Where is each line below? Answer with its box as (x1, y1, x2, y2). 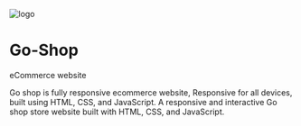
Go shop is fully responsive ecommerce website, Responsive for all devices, (9, 86, 293, 98)
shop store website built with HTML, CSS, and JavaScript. (9, 106, 225, 117)
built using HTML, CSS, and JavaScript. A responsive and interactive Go (9, 96, 277, 107)
